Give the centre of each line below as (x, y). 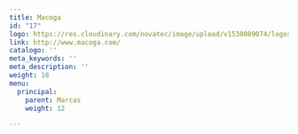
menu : (19, 83)
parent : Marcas (53, 100)
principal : (37, 91)
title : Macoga (35, 17)
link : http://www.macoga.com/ (65, 42)
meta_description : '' (49, 67)
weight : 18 (29, 75)
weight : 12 (45, 108)
